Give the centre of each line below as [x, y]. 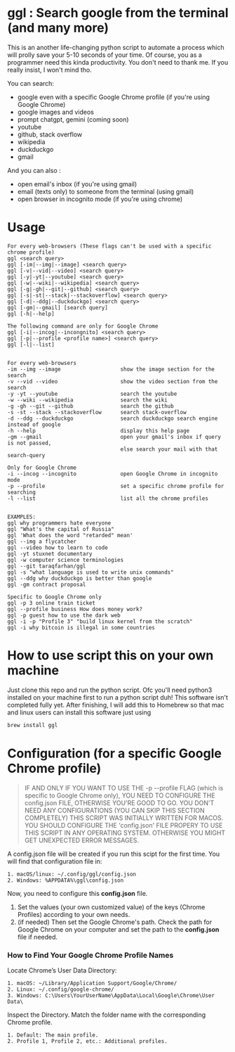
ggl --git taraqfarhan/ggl [47, 566]
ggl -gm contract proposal [47, 584]
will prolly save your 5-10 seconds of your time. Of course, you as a [105, 55]
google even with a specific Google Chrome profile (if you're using [114, 97]
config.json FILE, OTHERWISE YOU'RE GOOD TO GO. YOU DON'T [119, 802]
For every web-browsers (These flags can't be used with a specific [109, 246]
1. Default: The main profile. [53, 1035]
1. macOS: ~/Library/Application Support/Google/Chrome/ [92, 983]
